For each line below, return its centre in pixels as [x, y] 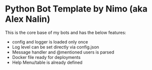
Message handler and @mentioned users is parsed [63, 52]
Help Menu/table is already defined [47, 62]
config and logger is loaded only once [50, 42]
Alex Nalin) [28, 19]
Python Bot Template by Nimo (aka [76, 9]
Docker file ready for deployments [46, 57]
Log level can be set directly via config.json [56, 47]
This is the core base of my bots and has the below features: [66, 32]
